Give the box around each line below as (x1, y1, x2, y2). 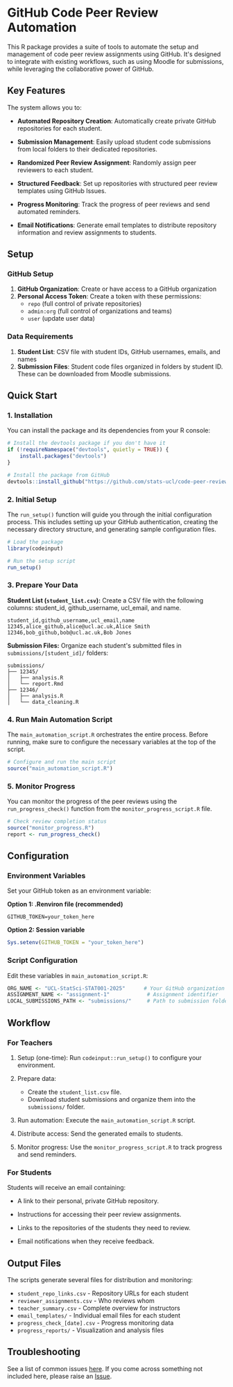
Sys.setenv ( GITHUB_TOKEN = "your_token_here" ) (7, 939, 144, 946)
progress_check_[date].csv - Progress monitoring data (17, 1319, 174, 1327)
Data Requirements (7, 332, 74, 342)
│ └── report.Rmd (7, 680, 64, 687)
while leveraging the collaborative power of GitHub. (7, 65, 154, 73)
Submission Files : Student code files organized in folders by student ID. (17, 362, 223, 371)
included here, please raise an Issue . (7, 1372, 112, 1380)
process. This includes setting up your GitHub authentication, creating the (7, 517, 218, 526)
